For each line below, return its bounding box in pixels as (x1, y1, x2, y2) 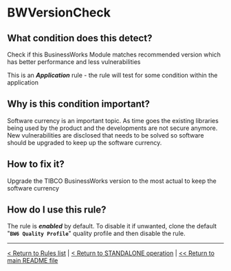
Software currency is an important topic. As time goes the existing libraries (7, 116, 219, 124)
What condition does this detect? (7, 32, 153, 44)
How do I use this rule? (7, 204, 107, 216)
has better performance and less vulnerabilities (7, 58, 141, 66)
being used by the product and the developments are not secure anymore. (7, 124, 218, 132)
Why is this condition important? (7, 98, 150, 110)
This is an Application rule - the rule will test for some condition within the (7, 71, 218, 79)
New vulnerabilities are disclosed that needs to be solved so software (7, 131, 204, 139)
